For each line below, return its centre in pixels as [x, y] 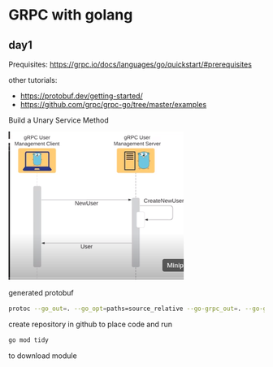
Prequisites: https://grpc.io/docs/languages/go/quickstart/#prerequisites [130, 64]
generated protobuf [41, 293]
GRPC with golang [71, 15]
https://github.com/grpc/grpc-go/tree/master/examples [113, 104]
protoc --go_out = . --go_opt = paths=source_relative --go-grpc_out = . [125, 309]
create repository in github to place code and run [91, 324]
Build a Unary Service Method [58, 120]
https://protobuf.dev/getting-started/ [82, 96]
